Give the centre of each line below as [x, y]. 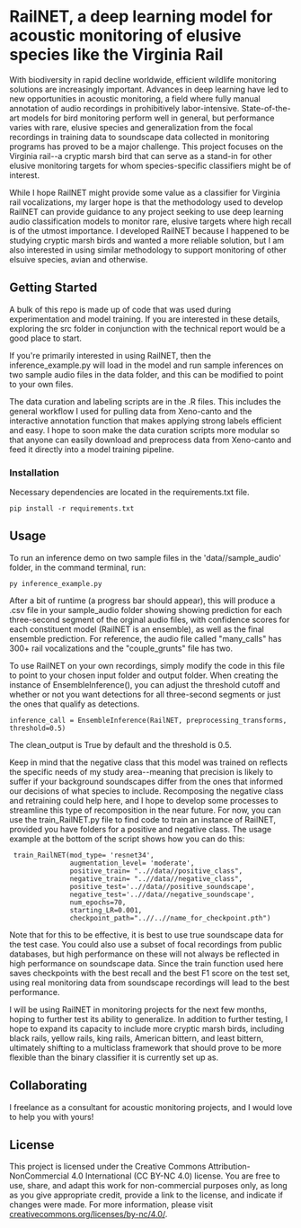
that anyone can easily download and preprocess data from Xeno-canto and [150, 440]
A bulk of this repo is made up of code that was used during [120, 309]
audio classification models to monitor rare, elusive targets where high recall [150, 221]
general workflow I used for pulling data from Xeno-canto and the [131, 411]
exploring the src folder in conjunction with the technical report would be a [147, 328]
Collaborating [49, 1086]
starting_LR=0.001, [106, 910]
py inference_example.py [56, 583]
